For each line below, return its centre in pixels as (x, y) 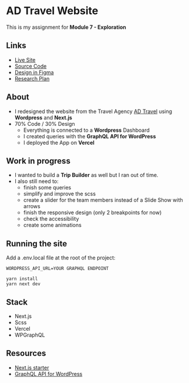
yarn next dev (23, 284)
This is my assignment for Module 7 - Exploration (66, 27)
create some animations (53, 225)
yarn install (22, 279)
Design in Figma (34, 72)
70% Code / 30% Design (45, 124)
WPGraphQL (30, 335)
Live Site (25, 59)
